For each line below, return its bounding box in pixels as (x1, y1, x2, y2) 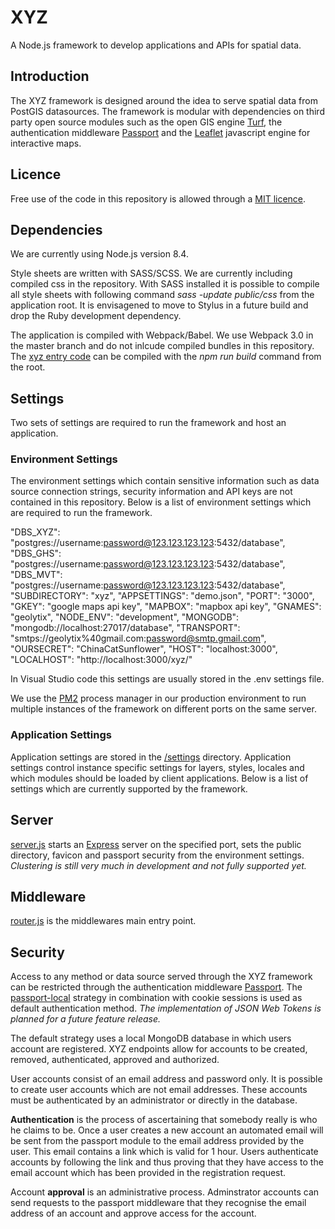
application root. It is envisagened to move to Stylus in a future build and (10, 299, 309, 311)
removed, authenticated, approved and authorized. (10, 1054, 220, 1066)
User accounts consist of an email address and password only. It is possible (10, 1073, 323, 1085)
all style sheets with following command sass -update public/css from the (10, 289, 315, 301)
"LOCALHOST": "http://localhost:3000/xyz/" (10, 654, 193, 666)
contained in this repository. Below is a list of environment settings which (10, 496, 312, 508)
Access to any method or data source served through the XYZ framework (10, 971, 313, 983)
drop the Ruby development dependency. (10, 310, 182, 322)
